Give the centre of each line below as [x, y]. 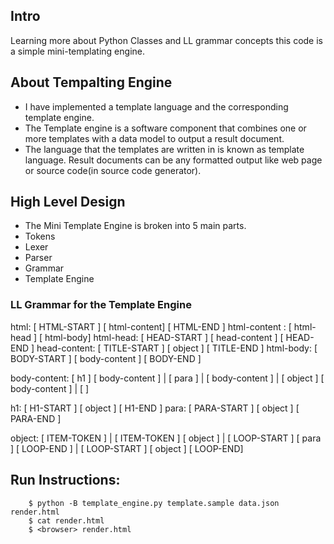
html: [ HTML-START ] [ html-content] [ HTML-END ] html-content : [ [151, 326]
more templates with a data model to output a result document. [154, 138]
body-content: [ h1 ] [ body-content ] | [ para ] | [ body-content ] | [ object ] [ [167, 378]
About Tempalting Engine [91, 82]
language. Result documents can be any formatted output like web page [173, 160]
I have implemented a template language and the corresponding [156, 106]
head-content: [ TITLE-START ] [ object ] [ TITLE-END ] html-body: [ [177, 348]
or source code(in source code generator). [113, 170]
